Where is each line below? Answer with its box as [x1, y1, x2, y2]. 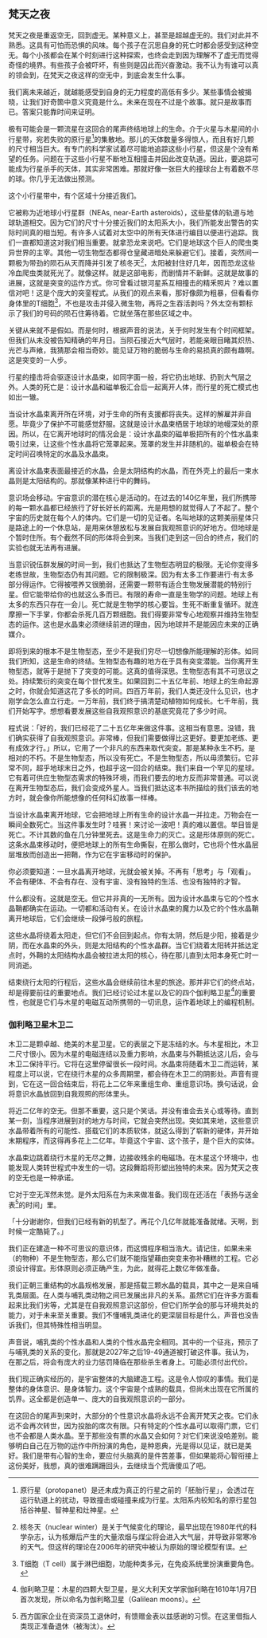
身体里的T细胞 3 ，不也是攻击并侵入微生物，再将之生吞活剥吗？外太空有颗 [8, 297, 246, 308]
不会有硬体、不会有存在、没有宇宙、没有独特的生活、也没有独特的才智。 [8, 876, 245, 886]
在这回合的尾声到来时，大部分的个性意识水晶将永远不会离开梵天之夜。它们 [8, 1411, 252, 1421]
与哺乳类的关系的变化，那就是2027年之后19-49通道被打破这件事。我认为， [8, 1347, 253, 1357]
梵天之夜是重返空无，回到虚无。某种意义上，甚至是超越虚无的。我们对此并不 [8, 30, 259, 40]
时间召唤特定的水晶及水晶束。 [14, 449, 113, 459]
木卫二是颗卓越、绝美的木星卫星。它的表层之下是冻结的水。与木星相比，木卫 [8, 1039, 259, 1049]
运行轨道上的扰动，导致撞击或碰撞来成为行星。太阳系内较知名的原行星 [19, 1495, 250, 1505]
